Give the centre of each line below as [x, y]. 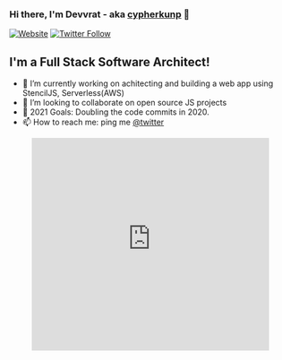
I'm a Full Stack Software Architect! [110, 62]
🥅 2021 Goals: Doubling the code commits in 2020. [116, 112]
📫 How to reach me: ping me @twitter [93, 122]
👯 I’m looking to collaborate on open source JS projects [124, 103]
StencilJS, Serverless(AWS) [73, 93]
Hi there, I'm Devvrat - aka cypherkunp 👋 [99, 14]
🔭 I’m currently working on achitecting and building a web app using [148, 83]
